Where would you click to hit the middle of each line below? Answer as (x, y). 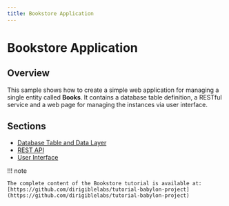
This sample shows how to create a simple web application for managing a (113, 90)
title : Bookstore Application (51, 13)
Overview (29, 73)
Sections (27, 126)
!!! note (17, 171)
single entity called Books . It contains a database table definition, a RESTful (114, 97)
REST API (31, 150)
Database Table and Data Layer (62, 143)
